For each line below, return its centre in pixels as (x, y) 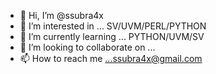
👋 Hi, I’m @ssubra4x (61, 15)
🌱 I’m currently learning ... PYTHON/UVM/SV (112, 36)
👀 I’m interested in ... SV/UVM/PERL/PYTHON (113, 26)
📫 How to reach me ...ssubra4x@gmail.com (111, 58)
